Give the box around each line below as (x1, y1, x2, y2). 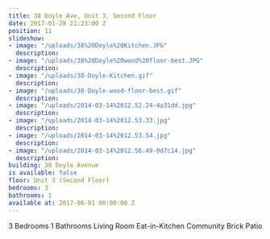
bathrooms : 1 (8, 191, 52, 200)
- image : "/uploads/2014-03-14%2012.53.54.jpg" (8, 131, 172, 139)
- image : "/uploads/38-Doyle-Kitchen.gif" (8, 72, 153, 80)
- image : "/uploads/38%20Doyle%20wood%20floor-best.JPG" (8, 57, 204, 65)
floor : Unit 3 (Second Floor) (8, 176, 110, 185)
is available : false (8, 169, 78, 177)
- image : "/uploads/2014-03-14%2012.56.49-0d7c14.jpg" (8, 146, 197, 155)
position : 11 (8, 27, 52, 35)
